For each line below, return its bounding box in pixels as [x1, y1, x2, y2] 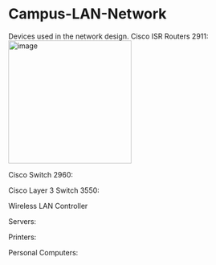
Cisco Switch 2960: [8, 169, 74, 179]
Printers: [8, 232, 37, 242]
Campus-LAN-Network [8, 5, 167, 23]
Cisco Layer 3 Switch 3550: [8, 185, 100, 195]
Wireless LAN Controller [8, 201, 88, 210]
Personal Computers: [8, 247, 79, 257]
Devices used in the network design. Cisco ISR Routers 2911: [8, 31, 209, 41]
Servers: [8, 216, 37, 226]
